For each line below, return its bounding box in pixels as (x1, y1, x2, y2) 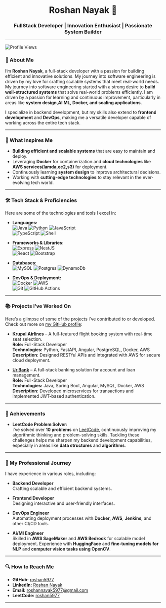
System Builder (64, 28, 102, 35)
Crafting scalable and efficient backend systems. (12, 486, 112, 491)
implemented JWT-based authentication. (12, 393, 96, 399)
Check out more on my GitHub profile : (5, 321, 83, 327)
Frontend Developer (12, 495, 54, 501)
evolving (12, 180, 30, 185)
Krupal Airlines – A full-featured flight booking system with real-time (12, 331, 153, 337)
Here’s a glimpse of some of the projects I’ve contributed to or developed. (5, 316, 156, 322)
